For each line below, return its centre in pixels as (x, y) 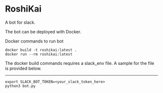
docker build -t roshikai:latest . (41, 50)
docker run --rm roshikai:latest (39, 54)
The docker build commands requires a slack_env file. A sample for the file (80, 63)
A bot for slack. (20, 22)
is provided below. (23, 68)
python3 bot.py (20, 86)
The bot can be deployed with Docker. (43, 31)
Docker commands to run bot (34, 41)
